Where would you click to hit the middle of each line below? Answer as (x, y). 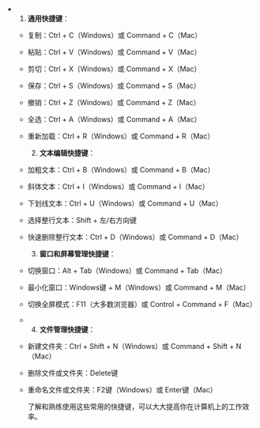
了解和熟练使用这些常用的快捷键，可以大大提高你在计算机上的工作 (135, 407)
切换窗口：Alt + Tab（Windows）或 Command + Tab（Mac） (127, 271)
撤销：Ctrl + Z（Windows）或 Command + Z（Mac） (114, 102)
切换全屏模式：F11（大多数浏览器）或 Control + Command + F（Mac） (142, 304)
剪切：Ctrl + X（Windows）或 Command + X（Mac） (114, 69)
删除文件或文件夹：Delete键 (73, 373)
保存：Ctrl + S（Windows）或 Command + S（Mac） (114, 85)
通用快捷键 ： (48, 18)
